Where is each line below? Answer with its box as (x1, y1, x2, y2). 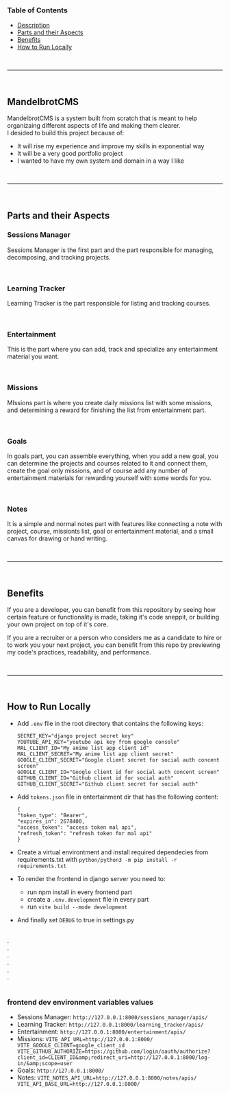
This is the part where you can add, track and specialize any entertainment (7, 345, 218, 354)
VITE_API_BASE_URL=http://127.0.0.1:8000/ (16, 1081, 140, 1088)
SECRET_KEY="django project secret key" (16, 732, 134, 740)
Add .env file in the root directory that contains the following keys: (16, 719, 204, 727)
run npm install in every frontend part (27, 888, 133, 896)
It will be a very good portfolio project (16, 150, 123, 158)
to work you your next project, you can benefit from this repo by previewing (7, 641, 220, 649)
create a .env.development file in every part (27, 895, 149, 903)
